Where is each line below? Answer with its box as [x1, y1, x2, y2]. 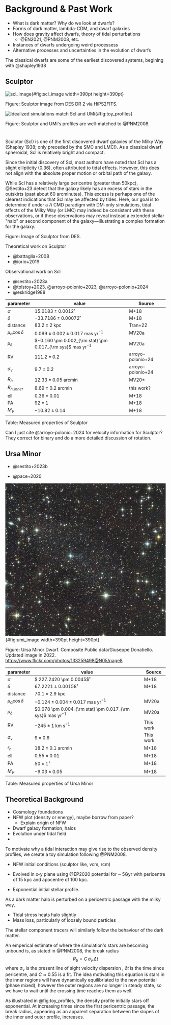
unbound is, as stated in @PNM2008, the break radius [5, 947, 119, 953]
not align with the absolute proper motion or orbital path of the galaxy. [5, 170, 152, 176]
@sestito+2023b [12, 463, 48, 469]
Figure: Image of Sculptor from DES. [5, 233, 81, 239]
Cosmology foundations [12, 808, 63, 815]
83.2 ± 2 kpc [34, 322, 62, 329]
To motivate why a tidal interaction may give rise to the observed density [5, 846, 158, 852]
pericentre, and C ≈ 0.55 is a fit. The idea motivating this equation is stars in [5, 971, 165, 977]
